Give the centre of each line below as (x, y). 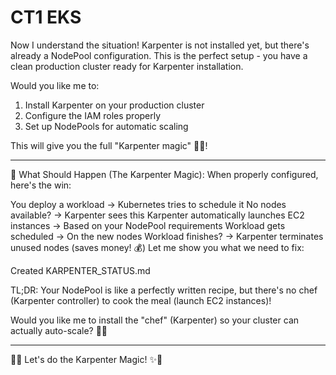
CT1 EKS (46, 17)
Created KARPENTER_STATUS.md (80, 270)
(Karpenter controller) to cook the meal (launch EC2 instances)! (141, 300)
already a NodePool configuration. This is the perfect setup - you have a (159, 55)
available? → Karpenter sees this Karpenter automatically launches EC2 (157, 215)
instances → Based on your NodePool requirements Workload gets (148, 225)
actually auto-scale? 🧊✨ (59, 330)
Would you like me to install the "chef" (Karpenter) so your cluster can (155, 320)
